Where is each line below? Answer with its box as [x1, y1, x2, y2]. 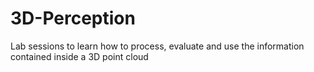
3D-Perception [10, 7, 136, 30]
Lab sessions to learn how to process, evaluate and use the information [10, 40, 305, 52]
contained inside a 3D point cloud [10, 50, 149, 62]
